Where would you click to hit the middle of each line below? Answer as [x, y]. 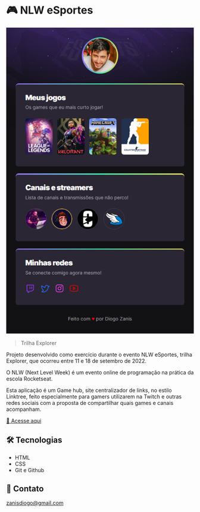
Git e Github [29, 470]
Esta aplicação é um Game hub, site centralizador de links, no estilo [89, 390]
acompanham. [24, 409]
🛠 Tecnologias [34, 440]
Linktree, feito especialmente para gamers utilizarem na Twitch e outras [94, 396]
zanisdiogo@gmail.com [35, 503]
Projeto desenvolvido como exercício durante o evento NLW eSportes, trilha [99, 354]
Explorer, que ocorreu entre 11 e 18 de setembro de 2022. [76, 361]
